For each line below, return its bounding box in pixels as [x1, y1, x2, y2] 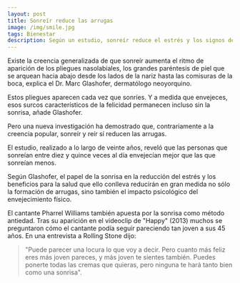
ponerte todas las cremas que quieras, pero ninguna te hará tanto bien [24, 261, 233, 269]
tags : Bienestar [7, 30, 56, 38]
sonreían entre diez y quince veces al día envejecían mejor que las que [7, 151, 216, 160]
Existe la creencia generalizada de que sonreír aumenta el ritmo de [7, 56, 204, 65]
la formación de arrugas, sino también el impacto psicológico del [7, 187, 199, 196]
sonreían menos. [7, 158, 57, 168]
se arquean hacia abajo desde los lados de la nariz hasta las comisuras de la [7, 72, 233, 81]
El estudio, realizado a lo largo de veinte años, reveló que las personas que [7, 143, 228, 152]
